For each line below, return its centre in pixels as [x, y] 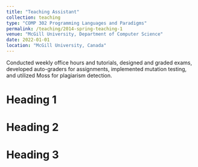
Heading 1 [32, 100]
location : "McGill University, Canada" [56, 46]
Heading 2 [33, 128]
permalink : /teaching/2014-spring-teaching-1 [64, 29]
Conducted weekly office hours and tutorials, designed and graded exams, [99, 62]
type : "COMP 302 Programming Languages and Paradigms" [77, 23]
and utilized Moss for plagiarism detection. [59, 75]
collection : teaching [34, 17]
